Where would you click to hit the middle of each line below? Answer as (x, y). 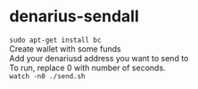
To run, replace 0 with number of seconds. (88, 68)
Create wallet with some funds (66, 49)
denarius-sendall (74, 16)
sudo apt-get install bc (55, 40)
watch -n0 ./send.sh (48, 76)
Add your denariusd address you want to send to (99, 58)
